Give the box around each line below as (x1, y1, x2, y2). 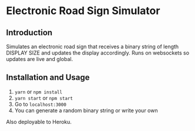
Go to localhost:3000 (14, 100, 66, 108)
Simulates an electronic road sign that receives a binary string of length (6, 43, 179, 50)
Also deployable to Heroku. (6, 118, 72, 125)
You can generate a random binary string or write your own (14, 107, 158, 114)
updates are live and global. (6, 56, 73, 62)
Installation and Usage (6, 72, 90, 83)
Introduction (6, 28, 53, 38)
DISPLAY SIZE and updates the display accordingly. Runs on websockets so (6, 49, 190, 56)
